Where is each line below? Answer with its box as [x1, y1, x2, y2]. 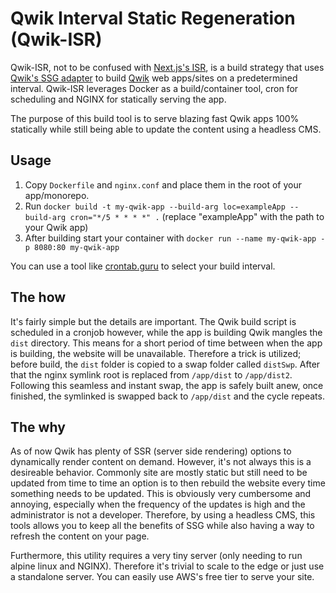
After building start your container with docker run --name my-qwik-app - [24, 232, 326, 244]
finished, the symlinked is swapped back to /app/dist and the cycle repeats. [10, 390, 325, 402]
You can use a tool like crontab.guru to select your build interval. [10, 260, 276, 272]
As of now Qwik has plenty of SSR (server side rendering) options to [10, 445, 292, 457]
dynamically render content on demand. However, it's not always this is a [10, 456, 312, 468]
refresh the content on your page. [10, 530, 150, 542]
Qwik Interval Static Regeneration [10, 7, 296, 30]
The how [10, 289, 67, 306]
